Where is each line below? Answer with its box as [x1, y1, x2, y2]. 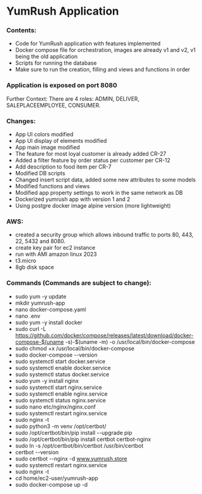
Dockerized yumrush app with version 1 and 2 [15, 195, 131, 203]
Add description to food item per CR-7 [15, 163, 112, 170]
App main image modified [15, 143, 81, 151]
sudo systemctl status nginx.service [15, 396, 106, 404]
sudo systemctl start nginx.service [15, 383, 103, 391]
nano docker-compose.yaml [15, 305, 87, 313]
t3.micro [15, 257, 37, 264]
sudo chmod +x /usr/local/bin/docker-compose [15, 344, 135, 352]
